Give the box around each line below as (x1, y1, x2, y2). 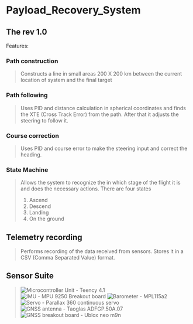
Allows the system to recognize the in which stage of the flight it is (20, 179, 181, 186)
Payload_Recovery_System (6, 4, 141, 17)
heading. (20, 151, 42, 158)
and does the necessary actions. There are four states (20, 185, 151, 192)
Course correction (6, 131, 60, 139)
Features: (6, 42, 29, 49)
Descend (29, 203, 51, 210)
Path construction (6, 57, 58, 65)
